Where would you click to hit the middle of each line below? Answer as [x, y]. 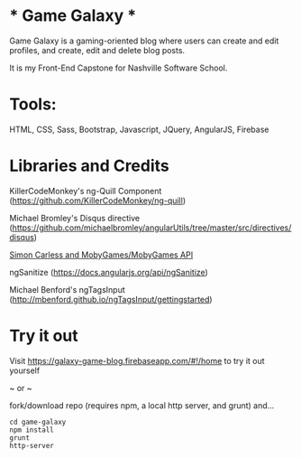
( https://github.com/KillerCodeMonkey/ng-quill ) [98, 201]
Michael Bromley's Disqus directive [75, 218]
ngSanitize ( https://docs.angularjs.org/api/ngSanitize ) [109, 272]
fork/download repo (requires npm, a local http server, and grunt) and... [142, 405]
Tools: [33, 104]
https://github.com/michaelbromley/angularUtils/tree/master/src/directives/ [152, 228]
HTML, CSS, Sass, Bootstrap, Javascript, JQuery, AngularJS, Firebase [139, 129]
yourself [25, 370]
